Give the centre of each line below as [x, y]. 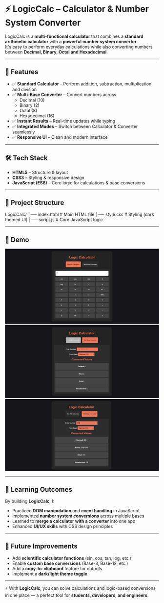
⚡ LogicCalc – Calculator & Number [77, 9]
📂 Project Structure [35, 203]
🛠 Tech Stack [26, 158]
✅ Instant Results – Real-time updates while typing [64, 121]
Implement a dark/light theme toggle [50, 574]
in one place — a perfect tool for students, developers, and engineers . [77, 595]
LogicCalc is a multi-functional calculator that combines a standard [74, 36]
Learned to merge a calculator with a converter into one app [74, 521]
